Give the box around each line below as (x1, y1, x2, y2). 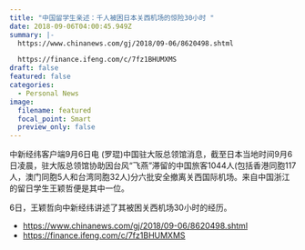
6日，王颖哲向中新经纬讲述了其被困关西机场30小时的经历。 (9, 202, 232, 214)
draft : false (9, 64, 59, 73)
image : (9, 97, 35, 106)
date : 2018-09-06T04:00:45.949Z (9, 22, 132, 31)
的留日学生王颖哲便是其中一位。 (9, 183, 129, 194)
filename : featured (17, 105, 92, 115)
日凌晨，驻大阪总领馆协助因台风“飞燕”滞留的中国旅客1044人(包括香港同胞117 (9, 160, 297, 171)
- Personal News (17, 88, 79, 98)
